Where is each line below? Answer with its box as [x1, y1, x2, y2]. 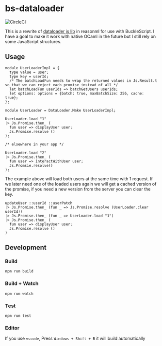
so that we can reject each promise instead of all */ [5, 82, 118, 87]
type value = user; [9, 70, 49, 75]
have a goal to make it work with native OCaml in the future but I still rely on [5, 33, 156, 39]
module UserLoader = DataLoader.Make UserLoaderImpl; [5, 108, 116, 113]
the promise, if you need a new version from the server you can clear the [5, 186, 151, 192]
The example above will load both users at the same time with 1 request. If [5, 175, 153, 182]
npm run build [5, 269, 34, 274]
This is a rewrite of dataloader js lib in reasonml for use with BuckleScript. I [5, 28, 155, 34]
